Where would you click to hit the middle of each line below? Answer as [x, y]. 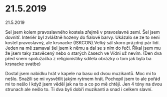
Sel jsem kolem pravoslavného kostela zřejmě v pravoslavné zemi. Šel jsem [82, 32]
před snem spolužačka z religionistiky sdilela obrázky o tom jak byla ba [78, 58]
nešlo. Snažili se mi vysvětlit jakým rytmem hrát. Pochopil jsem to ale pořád [83, 79]
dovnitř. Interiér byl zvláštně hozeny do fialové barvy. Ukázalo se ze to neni [82, 37]
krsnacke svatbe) [23, 64]
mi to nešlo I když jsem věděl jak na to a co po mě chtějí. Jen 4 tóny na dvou [84, 84]
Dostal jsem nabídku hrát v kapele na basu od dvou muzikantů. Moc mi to [81, 73]
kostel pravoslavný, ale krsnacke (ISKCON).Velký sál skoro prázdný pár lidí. [82, 42]
